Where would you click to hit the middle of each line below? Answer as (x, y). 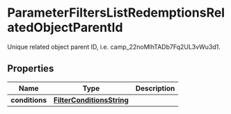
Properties (31, 68)
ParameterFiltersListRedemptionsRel (116, 13)
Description (155, 88)
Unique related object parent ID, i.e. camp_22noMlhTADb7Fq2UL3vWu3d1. (114, 47)
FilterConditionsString (91, 100)
